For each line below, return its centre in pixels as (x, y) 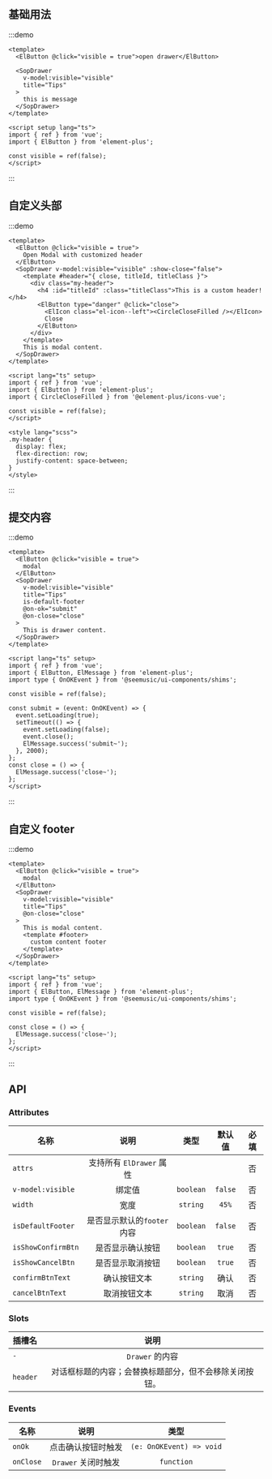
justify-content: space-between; (72, 461)
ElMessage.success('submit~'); (76, 744)
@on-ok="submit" (51, 609)
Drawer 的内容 (153, 1356)
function (176, 1462)
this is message (51, 99)
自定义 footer (42, 829)
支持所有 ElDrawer (123, 1163)
